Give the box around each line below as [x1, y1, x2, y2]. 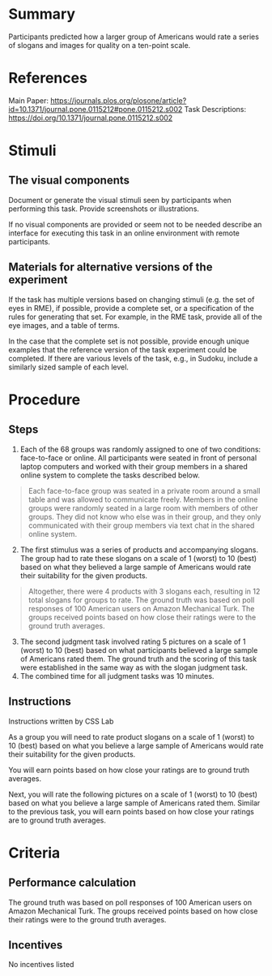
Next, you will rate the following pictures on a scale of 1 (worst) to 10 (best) [8, 789, 257, 799]
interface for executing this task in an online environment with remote [8, 228, 240, 238]
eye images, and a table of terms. [8, 320, 120, 330]
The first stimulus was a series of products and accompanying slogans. [19, 545, 259, 555]
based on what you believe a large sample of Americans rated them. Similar [8, 797, 261, 808]
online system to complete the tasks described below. [19, 470, 200, 480]
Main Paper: [8, 95, 49, 106]
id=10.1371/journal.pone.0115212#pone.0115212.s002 [8, 104, 183, 114]
